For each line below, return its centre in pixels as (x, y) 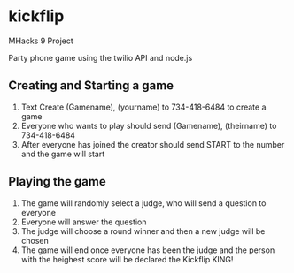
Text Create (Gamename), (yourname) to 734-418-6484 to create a (143, 107)
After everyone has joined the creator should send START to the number (153, 144)
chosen (35, 240)
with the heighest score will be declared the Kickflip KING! (127, 259)
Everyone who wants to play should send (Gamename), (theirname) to (149, 125)
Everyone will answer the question (84, 222)
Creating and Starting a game (91, 86)
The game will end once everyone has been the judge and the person (148, 250)
